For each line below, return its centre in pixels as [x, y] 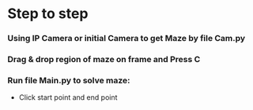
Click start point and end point [68, 97]
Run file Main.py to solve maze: [69, 80]
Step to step [48, 14]
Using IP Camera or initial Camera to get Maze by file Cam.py [126, 38]
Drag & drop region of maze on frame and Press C [104, 60]
